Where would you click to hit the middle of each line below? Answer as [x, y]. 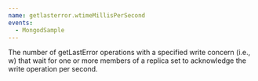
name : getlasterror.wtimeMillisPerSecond [77, 15]
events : [21, 23]
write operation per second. [53, 69]
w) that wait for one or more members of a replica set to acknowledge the [127, 61]
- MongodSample [40, 30]
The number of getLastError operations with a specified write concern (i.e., [129, 53]
